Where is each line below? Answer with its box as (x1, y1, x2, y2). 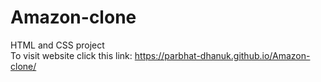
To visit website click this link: (10, 49, 133, 61)
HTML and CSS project (10, 39, 105, 51)
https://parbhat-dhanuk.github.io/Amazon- (134, 49, 311, 61)
